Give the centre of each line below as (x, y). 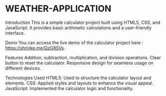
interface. (15, 33)
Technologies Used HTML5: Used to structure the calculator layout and (78, 78)
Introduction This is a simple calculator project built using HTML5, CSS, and (83, 22)
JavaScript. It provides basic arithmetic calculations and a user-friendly (79, 27)
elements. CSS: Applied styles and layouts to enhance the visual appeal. (79, 83)
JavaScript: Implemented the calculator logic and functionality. (69, 88)
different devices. (23, 68)
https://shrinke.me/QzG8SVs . (35, 48)
